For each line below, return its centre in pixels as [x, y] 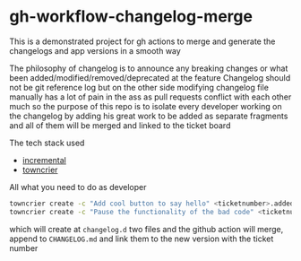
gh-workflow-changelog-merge [131, 17]
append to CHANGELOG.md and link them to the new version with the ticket [142, 239]
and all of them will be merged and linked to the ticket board [120, 125]
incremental [44, 160]
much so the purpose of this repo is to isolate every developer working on [146, 106]
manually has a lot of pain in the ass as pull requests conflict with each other [150, 97]
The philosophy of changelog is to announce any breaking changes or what [149, 68]
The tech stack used [47, 143]
